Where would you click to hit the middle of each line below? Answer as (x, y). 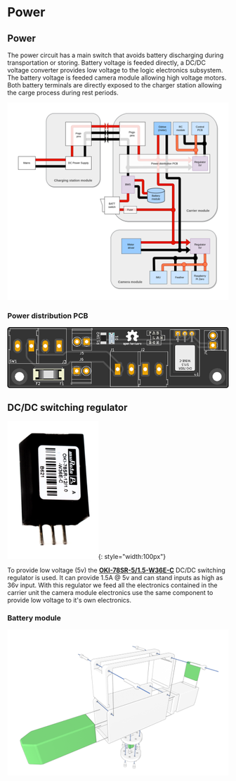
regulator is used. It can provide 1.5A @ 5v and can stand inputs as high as (115, 577)
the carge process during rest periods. (63, 93)
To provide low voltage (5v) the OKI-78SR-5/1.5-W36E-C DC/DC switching (117, 570)
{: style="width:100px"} (132, 556)
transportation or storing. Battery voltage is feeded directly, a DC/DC (106, 63)
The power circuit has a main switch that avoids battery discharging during (116, 55)
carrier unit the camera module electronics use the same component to (110, 592)
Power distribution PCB (48, 316)
